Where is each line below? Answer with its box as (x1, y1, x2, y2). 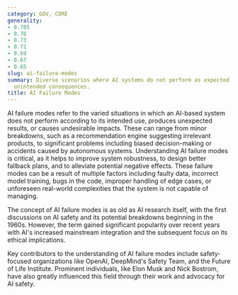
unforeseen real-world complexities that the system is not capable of (7, 184, 209, 193)
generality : (7, 17, 42, 24)
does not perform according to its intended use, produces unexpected (7, 116, 212, 125)
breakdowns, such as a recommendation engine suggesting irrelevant (7, 132, 211, 140)
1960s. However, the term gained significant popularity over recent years (7, 221, 220, 229)
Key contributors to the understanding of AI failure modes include (7, 250, 198, 258)
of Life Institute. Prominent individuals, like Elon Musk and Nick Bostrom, (7, 265, 219, 273)
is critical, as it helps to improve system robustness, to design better (7, 154, 207, 163)
